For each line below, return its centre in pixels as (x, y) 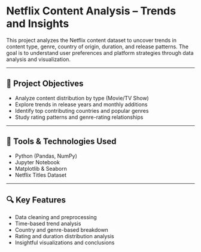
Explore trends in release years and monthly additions (81, 104)
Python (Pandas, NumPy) (46, 156)
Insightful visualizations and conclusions (65, 242)
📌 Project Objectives (45, 84)
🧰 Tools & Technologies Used (61, 142)
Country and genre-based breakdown (62, 230)
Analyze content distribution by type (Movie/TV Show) (82, 98)
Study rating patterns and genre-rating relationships (79, 117)
